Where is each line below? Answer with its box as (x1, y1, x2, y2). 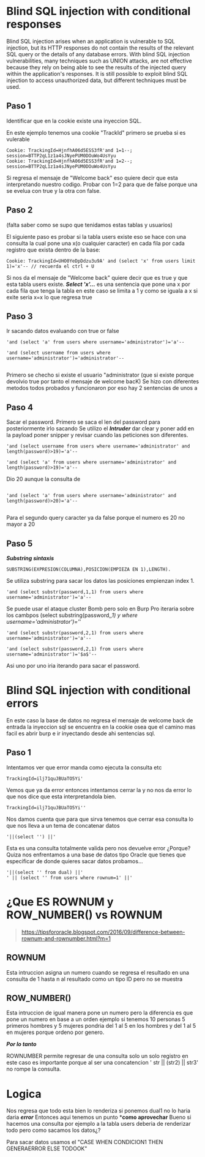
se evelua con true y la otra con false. (6, 187, 101, 194)
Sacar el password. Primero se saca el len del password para (6, 418, 160, 426)
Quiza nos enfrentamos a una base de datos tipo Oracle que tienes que (6, 851, 187, 858)
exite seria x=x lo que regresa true (6, 293, 93, 301)
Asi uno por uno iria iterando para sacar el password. (6, 662, 140, 669)
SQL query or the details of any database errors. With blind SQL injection (6, 50, 190, 58)
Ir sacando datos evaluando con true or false (6, 328, 119, 335)
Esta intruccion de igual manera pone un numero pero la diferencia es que (6, 1009, 193, 1017)
